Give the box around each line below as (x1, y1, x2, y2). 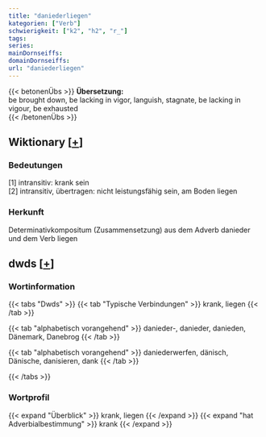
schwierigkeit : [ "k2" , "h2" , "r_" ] (8, 27, 128, 35)
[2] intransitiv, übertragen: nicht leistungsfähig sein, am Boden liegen (8, 186, 238, 196)
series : (8, 42, 35, 50)
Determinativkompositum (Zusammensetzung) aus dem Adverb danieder (8, 225, 251, 235)
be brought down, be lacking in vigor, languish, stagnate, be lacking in (8, 94, 241, 105)
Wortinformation (8, 281, 75, 293)
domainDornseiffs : (8, 57, 70, 65)
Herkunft (8, 206, 44, 218)
